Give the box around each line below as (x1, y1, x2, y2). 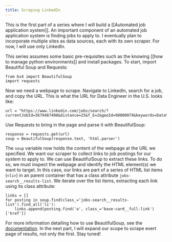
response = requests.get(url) (5, 131, 70, 137)
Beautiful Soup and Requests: (5, 64, 68, 70)
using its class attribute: (5, 183, 56, 189)
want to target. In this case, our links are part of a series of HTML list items (5, 167, 163, 173)
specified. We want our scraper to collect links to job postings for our (5, 150, 152, 157)
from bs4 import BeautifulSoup (5, 74, 72, 79)
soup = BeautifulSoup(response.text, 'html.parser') (5, 136, 120, 141)
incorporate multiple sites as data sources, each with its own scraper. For (5, 38, 160, 44)
